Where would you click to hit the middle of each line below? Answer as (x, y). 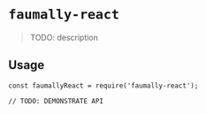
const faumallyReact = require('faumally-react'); (103, 86)
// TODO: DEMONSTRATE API (56, 101)
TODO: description (64, 37)
